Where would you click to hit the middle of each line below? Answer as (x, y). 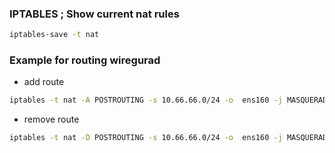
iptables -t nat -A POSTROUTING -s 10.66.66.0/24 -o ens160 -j (146, 100)
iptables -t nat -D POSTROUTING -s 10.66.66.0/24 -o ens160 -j (146, 138)
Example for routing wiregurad (85, 60)
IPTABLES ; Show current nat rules (94, 14)
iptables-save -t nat (54, 35)
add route (44, 82)
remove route (51, 119)
